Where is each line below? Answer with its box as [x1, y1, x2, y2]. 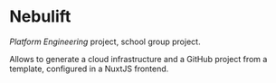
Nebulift [9, 6, 71, 27]
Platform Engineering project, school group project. [9, 36, 201, 47]
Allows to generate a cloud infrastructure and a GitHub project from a [9, 53, 268, 64]
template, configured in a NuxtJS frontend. [9, 63, 169, 74]
